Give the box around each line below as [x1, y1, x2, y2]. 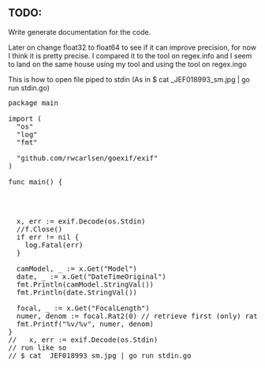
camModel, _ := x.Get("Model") [16, 264, 138, 273]
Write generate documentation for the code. [8, 27, 151, 36]
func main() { [8, 177, 63, 186]
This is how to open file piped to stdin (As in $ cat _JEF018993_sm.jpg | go [8, 74, 251, 84]
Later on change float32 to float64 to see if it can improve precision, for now [8, 43, 256, 52]
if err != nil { [16, 232, 80, 242]
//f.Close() [16, 224, 63, 234]
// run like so [8, 343, 67, 352]
